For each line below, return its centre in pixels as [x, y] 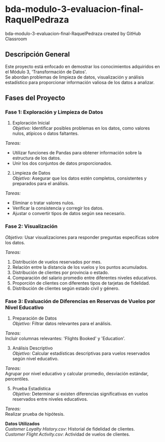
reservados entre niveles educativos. [50, 399]
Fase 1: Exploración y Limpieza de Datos [54, 112]
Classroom [16, 39]
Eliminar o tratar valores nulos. [43, 203]
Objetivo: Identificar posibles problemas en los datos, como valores [81, 128]
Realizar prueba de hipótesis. [35, 414]
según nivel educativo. [35, 359]
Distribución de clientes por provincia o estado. [60, 272]
